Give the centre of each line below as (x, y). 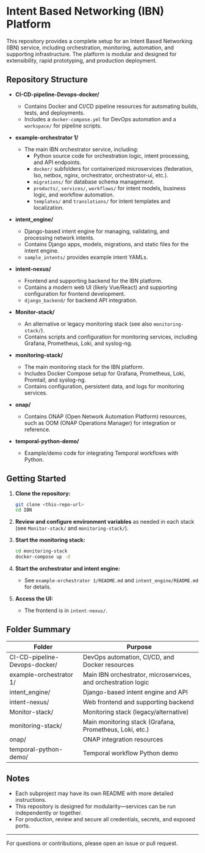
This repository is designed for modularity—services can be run (95, 806)
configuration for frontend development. (75, 293)
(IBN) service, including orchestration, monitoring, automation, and (90, 48)
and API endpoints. (57, 162)
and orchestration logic (116, 682)
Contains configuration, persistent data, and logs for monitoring (104, 386)
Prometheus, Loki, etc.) (116, 729)
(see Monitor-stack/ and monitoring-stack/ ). (72, 528)
